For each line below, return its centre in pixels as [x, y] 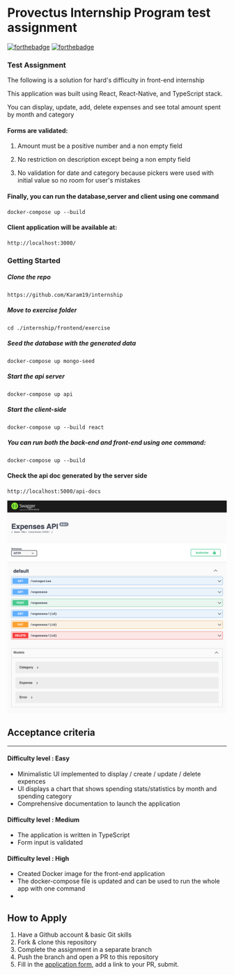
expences [31, 781]
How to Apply [37, 918]
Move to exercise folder [42, 310]
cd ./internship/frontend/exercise [59, 328]
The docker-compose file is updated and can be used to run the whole [119, 881]
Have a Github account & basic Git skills [75, 935]
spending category [44, 797]
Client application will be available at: [62, 227]
